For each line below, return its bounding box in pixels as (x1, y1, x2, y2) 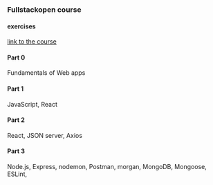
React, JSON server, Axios (7, 131, 83, 139)
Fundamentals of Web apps (7, 69, 86, 77)
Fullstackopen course (7, 5, 82, 15)
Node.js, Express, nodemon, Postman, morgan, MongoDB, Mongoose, (7, 162, 207, 170)
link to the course (7, 37, 57, 46)
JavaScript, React (7, 100, 57, 108)
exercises (7, 22, 36, 30)
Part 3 (7, 147, 26, 155)
